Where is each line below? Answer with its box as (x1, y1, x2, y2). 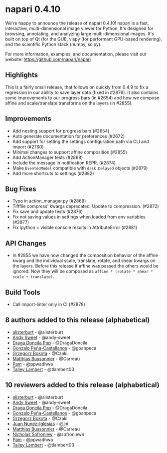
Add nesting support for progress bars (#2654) (12, 127, 110, 133)
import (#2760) (12, 143, 44, 149)
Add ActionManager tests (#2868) (12, 154, 83, 160)
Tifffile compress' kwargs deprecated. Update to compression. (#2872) (12, 203, 160, 209)
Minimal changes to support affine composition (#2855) (12, 149, 127, 155)
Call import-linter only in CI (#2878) (12, 301, 86, 307)
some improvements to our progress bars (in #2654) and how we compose (5, 94, 160, 100)
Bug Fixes (5, 184, 36, 193)
